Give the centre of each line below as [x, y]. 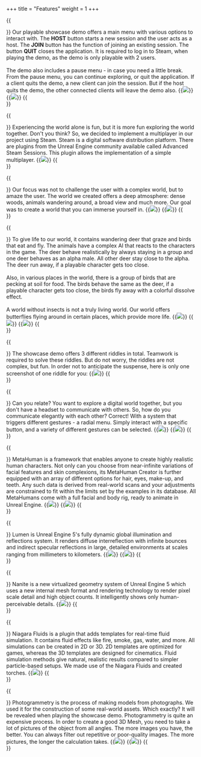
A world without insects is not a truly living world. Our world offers [88, 310]
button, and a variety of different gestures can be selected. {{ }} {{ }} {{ [99, 429]
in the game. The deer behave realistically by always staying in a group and [100, 252]
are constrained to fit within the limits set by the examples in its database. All [101, 491]
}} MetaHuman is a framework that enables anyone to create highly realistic [100, 459]
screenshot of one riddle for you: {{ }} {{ [58, 373]
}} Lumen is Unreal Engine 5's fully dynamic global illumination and [89, 534]
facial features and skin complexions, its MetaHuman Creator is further [94, 472]
